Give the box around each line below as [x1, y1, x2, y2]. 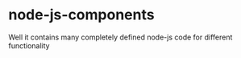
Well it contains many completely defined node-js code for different [8, 32, 233, 42]
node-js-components [8, 6, 155, 24]
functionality [8, 40, 50, 50]
